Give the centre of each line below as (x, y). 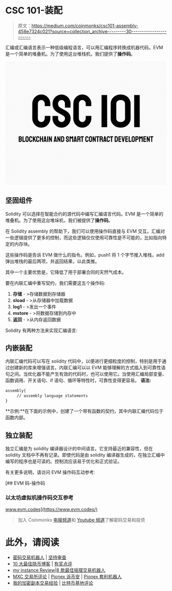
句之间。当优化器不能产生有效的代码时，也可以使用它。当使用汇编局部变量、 (86, 374)
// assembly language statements (52, 396)
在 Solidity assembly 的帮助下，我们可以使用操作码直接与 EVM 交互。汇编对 (85, 231)
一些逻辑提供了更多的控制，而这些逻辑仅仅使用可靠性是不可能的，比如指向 (84, 237)
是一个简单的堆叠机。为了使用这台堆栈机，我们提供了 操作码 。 (70, 54)
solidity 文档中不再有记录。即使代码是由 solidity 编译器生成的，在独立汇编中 (85, 455)
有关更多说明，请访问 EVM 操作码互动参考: (50, 472)
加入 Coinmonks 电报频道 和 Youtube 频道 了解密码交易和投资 (81, 520)
